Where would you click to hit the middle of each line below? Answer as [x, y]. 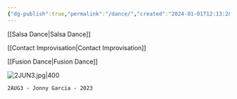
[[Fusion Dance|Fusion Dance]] [53, 62]
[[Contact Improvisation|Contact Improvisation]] [77, 47]
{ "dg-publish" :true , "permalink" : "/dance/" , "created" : [88, 14]
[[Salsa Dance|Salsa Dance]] [49, 34]
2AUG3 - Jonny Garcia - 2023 [50, 88]
